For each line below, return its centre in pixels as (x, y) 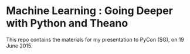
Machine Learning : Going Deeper (89, 11)
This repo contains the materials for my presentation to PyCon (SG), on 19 (95, 39)
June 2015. (19, 46)
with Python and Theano (67, 23)
